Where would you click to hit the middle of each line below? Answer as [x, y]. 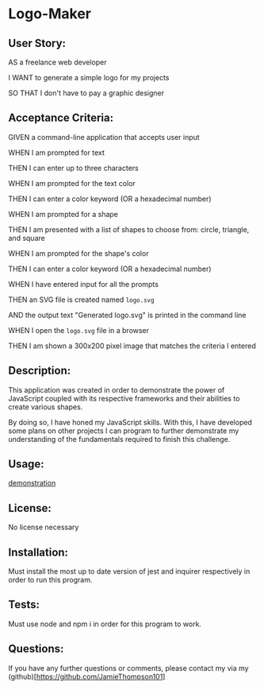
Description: [40, 371]
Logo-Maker [50, 14]
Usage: [27, 464]
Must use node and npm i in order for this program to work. [105, 624]
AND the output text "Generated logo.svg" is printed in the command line [127, 315]
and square [27, 238]
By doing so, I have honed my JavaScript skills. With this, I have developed [130, 422]
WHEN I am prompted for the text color [72, 183]
